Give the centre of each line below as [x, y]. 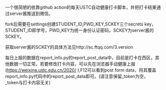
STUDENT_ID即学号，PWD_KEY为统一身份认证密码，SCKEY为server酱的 [80, 30]
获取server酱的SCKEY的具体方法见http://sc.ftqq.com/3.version [69, 47]
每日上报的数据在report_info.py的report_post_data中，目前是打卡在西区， [80, 58]
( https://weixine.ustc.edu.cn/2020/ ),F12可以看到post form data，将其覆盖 [81, 70]
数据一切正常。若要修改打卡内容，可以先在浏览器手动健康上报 [72, 64]
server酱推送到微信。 [31, 13]
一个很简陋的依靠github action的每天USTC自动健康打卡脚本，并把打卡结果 [81, 7]
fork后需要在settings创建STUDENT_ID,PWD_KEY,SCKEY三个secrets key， [81, 24]
